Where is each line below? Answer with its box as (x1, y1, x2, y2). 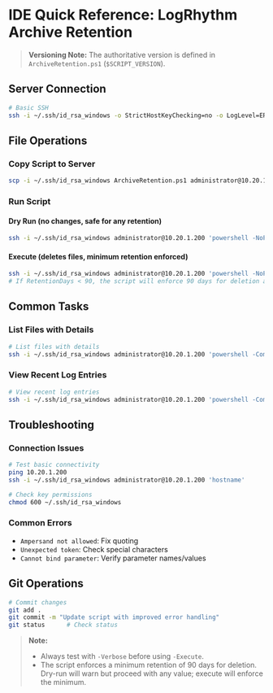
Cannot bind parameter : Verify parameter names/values (19, 553, 206, 563)
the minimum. (40, 678, 87, 687)
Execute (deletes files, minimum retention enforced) (8, 251, 188, 261)
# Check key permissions (8, 490, 93, 499)
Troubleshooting (8, 417, 95, 432)
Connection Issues (8, 442, 84, 453)
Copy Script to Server (8, 158, 96, 169)
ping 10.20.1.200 (8, 469, 67, 477)
